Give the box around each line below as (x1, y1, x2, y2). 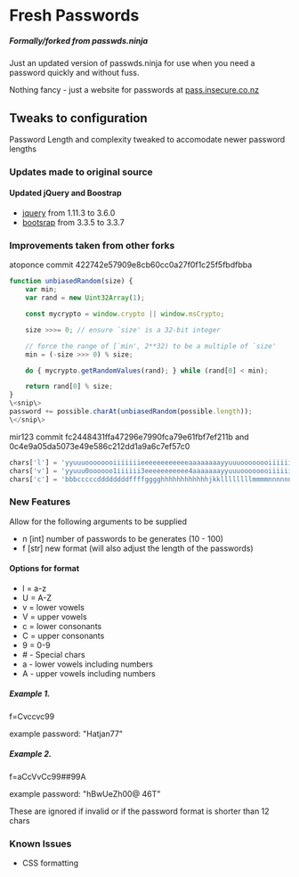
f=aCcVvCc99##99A (9, 771, 86, 782)
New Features (9, 496, 71, 508)
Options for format (9, 563, 80, 574)
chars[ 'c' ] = (9, 474, 58, 484)
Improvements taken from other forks (9, 240, 175, 252)
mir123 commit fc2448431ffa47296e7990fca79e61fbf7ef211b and (9, 431, 249, 442)
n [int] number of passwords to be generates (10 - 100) (21, 533, 224, 544)
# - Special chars (21, 649, 86, 660)
